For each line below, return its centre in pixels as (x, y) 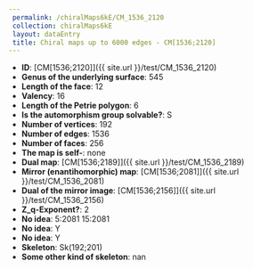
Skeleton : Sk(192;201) (62, 248)
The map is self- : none (63, 153)
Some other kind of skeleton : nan (83, 257)
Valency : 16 (43, 96)
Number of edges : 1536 (65, 134)
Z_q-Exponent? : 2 (55, 209)
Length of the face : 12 (62, 86)
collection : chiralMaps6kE (62, 26)
